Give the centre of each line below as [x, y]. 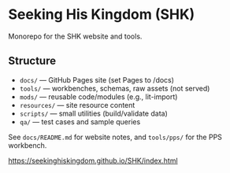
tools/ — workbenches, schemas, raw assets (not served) [115, 88]
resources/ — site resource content [77, 105]
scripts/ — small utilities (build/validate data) [93, 113]
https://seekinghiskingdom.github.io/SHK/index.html [93, 160]
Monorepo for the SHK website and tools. [75, 36]
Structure [32, 61]
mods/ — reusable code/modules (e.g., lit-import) [98, 97]
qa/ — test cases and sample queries [80, 121]
